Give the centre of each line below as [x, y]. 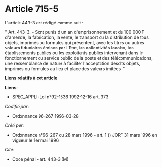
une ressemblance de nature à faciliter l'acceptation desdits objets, [73, 63]
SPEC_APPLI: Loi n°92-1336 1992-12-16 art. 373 [60, 97]
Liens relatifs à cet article [31, 78]
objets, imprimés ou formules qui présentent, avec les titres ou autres [75, 42]
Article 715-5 [32, 9]
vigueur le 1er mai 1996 [35, 140]
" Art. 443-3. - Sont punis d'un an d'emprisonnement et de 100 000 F [75, 32]
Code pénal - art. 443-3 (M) [40, 159]
